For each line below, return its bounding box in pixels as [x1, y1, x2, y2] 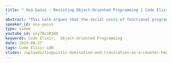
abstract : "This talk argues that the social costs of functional [5, 17, 150, 22]
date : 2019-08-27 [5, 41, 42, 46]
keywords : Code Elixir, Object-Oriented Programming [5, 36, 123, 41]
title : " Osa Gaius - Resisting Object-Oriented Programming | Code [5, 7, 155, 13]
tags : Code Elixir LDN [5, 45, 54, 50]
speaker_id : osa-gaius [5, 21, 54, 27]
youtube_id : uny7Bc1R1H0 [5, 31, 58, 36]
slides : [5, 50, 22, 55]
